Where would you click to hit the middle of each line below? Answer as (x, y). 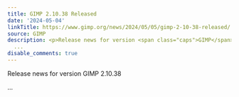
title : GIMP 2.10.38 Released (52, 14)
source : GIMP (27, 34)
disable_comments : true (43, 54)
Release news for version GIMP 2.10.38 (64, 73)
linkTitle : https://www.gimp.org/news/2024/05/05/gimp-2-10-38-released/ (119, 27)
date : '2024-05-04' (36, 21)
